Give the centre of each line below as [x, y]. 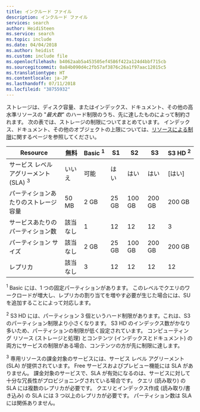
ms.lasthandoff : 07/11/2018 [41, 84]
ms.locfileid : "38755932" [38, 89]
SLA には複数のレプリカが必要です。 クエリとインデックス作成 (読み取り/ [96, 388]
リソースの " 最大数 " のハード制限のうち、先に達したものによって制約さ [104, 114]
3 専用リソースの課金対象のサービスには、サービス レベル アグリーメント [96, 358]
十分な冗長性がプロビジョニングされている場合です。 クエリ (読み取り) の [96, 381]
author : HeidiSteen [30, 28]
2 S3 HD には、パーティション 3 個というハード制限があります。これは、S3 [98, 315]
